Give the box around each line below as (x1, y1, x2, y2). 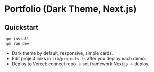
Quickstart (4, 23, 39, 32)
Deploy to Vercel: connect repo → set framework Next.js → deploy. (11, 61, 150, 67)
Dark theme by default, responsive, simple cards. (11, 50, 113, 56)
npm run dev (4, 41, 29, 46)
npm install (4, 36, 29, 41)
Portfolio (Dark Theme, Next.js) (4, 3, 137, 15)
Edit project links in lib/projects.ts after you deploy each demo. (11, 55, 146, 61)
